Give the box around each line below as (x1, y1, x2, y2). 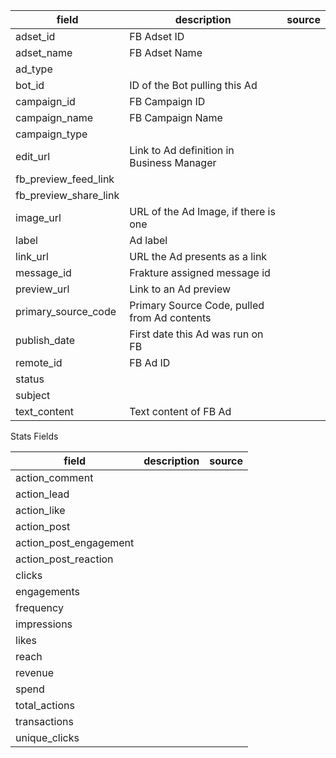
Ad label (129, 234, 168, 247)
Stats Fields (10, 430, 59, 442)
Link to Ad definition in (129, 144, 235, 157)
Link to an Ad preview (129, 282, 232, 296)
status (15, 372, 45, 386)
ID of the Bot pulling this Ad (129, 79, 258, 92)
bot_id (15, 79, 45, 92)
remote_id (15, 356, 63, 369)
